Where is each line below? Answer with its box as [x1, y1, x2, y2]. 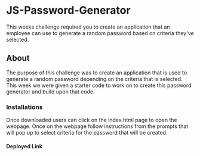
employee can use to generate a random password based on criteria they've [6, 29, 194, 36]
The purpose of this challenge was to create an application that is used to [6, 69, 187, 76]
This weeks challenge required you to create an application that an [6, 23, 170, 30]
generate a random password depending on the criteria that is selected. [6, 75, 183, 82]
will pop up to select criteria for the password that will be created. [6, 129, 168, 136]
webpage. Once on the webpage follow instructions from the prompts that [6, 123, 189, 130]
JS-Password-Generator [6, 4, 131, 17]
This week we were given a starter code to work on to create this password [6, 82, 192, 89]
